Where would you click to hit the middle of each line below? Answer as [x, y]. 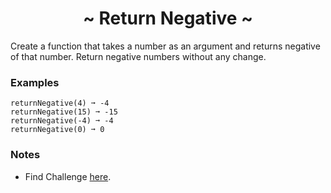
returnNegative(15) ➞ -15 [64, 112]
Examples [35, 82]
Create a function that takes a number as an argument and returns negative [165, 46]
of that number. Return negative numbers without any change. [138, 56]
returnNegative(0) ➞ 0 [57, 130]
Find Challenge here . [68, 176]
